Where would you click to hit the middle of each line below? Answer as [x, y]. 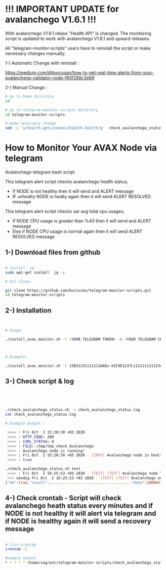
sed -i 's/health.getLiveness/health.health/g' [55, 128]
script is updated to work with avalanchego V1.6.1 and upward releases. [78, 39]
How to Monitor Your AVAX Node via [81, 148]
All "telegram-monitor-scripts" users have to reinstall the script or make [78, 48]
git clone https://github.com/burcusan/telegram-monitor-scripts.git [78, 290]
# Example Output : [25, 424]
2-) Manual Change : [26, 87]
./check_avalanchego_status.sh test [43, 469]
